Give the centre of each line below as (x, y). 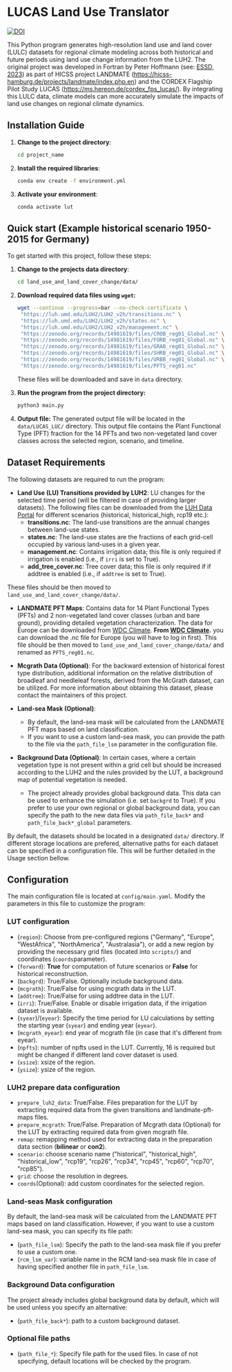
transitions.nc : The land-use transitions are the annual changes (119, 522)
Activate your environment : (57, 194)
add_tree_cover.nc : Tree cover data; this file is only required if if (119, 566)
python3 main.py (40, 405)
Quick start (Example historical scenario (96, 228)
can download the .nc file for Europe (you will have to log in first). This (117, 637)
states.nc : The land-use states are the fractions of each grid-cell (120, 537)
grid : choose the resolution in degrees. (73, 1176)
